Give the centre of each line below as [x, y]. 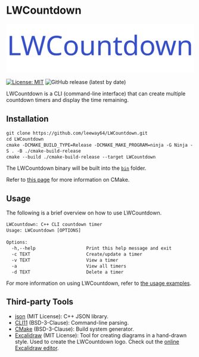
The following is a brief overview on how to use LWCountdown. [84, 213]
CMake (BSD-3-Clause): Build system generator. [74, 329]
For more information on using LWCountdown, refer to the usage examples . [99, 283]
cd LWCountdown [25, 139]
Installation [27, 119]
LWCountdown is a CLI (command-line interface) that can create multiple [96, 94]
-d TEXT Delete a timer [68, 272]
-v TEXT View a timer [65, 260]
